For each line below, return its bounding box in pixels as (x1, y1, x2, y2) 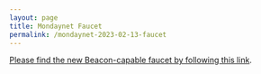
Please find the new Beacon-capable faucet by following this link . (9, 55, 252, 66)
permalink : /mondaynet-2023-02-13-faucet (9, 30, 167, 39)
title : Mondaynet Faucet (9, 22, 103, 31)
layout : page (9, 13, 58, 23)
